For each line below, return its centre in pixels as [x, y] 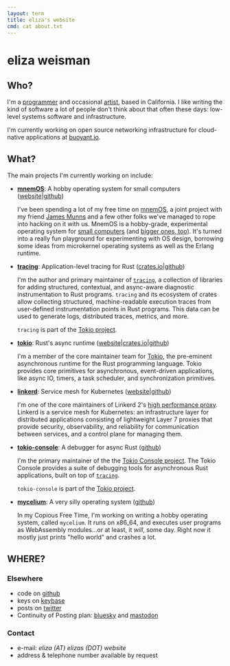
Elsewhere [25, 578]
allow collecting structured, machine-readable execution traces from [114, 302]
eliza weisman [49, 60]
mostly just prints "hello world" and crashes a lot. [87, 537]
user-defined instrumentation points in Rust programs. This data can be [118, 309]
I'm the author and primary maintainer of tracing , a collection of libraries [120, 280]
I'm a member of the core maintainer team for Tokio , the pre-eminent [114, 356]
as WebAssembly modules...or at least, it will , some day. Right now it [114, 530]
